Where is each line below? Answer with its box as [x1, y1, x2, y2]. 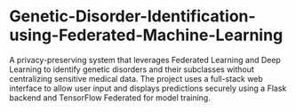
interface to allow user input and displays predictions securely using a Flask [9, 83, 287, 93]
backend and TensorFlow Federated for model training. [9, 92, 211, 103]
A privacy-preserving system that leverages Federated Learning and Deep [9, 54, 282, 65]
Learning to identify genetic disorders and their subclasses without [9, 64, 255, 75]
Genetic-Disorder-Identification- [9, 6, 256, 27]
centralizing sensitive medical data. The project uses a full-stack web [9, 73, 264, 84]
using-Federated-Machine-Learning [9, 25, 284, 45]
